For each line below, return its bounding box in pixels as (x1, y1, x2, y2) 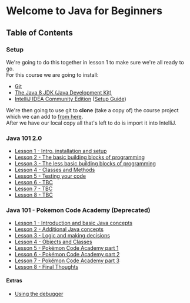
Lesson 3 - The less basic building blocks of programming (14, 160, 156, 167)
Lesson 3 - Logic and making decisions (14, 232, 111, 239)
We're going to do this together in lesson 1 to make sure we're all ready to (6, 58, 184, 66)
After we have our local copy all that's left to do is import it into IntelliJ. (6, 119, 176, 126)
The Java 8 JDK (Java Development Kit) (14, 89, 112, 96)
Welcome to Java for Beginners (6, 4, 163, 18)
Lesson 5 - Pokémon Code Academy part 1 (14, 245, 119, 252)
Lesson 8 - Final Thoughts (14, 263, 79, 271)
